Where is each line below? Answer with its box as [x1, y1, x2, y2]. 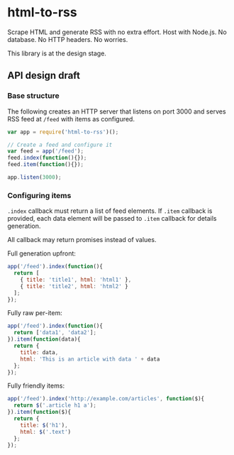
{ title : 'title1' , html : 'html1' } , [20, 276, 132, 283]
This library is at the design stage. [7, 49, 106, 57]
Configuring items [7, 190, 72, 200]
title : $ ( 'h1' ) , [20, 422, 69, 429]
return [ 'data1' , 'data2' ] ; [13, 329, 97, 336]
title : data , [20, 349, 59, 356]
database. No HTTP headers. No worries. [7, 35, 128, 43]
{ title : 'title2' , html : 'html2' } [20, 283, 129, 290]
